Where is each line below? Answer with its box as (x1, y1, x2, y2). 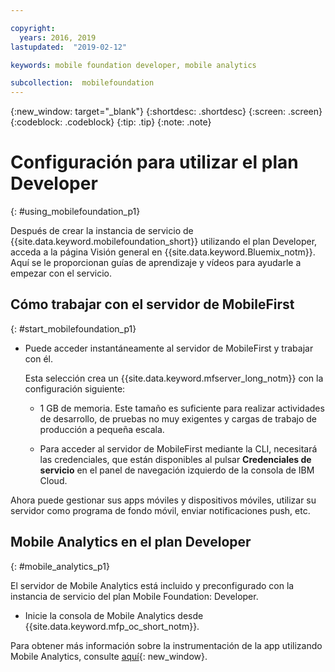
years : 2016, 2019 (19, 32, 97, 43)
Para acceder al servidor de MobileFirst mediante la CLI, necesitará (39, 442, 318, 455)
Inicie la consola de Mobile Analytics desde (24, 609, 204, 621)
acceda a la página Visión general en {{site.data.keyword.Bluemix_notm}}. (10, 246, 316, 258)
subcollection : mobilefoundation (10, 78, 155, 88)
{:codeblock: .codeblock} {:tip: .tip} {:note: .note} (10, 116, 212, 128)
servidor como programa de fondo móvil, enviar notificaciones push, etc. (10, 504, 311, 516)
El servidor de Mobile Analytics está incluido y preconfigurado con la (10, 579, 295, 591)
